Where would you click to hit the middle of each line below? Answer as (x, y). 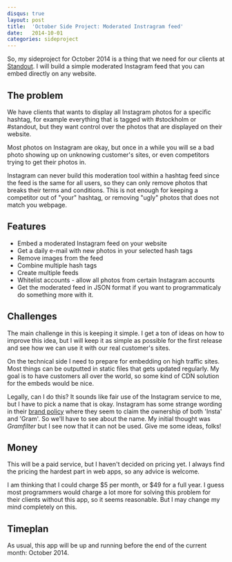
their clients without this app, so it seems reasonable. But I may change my (114, 500)
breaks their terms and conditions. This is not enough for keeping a (103, 190)
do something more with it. (55, 294)
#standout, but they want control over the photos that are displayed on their (115, 127)
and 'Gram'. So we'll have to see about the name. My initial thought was (109, 418)
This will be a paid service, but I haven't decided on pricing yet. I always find (116, 465)
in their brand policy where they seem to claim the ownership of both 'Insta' (115, 411)
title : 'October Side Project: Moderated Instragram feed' (96, 26)
